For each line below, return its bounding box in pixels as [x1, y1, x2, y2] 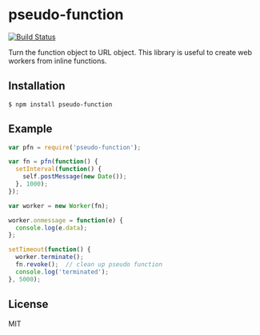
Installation [8, 79, 66, 93]
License [8, 297, 49, 311]
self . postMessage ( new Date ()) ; [22, 173, 127, 181]
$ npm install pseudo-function [8, 100, 113, 109]
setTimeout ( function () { [8, 245, 91, 253]
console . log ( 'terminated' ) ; [15, 268, 110, 276]
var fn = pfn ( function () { [8, 158, 98, 166]
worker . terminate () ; [15, 253, 84, 261]
